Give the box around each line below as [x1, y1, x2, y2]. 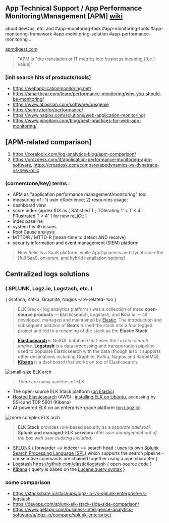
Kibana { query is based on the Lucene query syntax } [12, 466, 125, 472]
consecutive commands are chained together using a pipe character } [12, 455, 158, 461]
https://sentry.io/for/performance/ [12, 107, 83, 113]
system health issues [12, 224, 57, 230]
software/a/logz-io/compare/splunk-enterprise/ [12, 512, 112, 518]
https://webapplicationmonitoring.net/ [12, 86, 92, 92]
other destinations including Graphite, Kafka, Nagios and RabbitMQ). [17, 353, 160, 359]
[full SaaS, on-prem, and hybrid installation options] [17, 255, 125, 261]
